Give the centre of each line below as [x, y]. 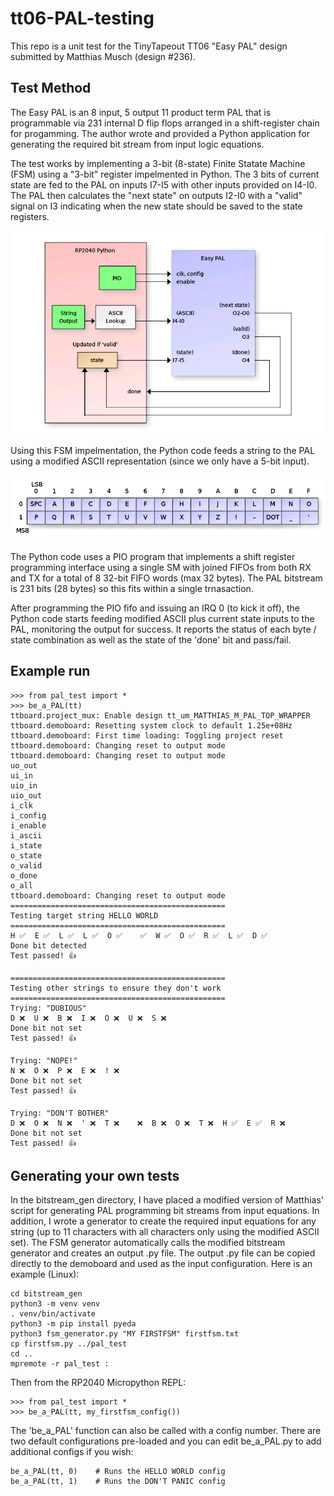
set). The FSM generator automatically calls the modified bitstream [148, 1243]
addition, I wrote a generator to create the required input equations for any [163, 1221]
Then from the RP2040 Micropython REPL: [98, 1383]
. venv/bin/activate [53, 1314]
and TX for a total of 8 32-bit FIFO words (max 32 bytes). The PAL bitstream [166, 578]
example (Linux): [45, 1274]
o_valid [26, 865]
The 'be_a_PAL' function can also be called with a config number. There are [166, 1431]
